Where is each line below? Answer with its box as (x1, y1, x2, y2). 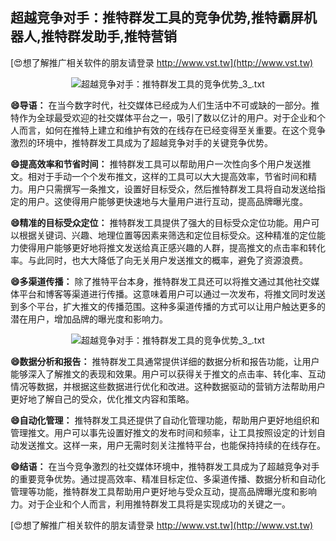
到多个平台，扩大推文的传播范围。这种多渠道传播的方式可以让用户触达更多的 (10, 300, 326, 312)
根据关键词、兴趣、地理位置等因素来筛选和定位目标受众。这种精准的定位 (18, 229, 317, 241)
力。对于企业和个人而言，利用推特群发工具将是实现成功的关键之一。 (10, 498, 291, 510)
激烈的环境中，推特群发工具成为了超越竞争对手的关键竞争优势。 (10, 136, 273, 148)
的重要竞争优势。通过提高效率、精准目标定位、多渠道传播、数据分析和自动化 (10, 473, 326, 485)
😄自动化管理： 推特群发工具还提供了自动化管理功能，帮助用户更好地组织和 (10, 414, 320, 426)
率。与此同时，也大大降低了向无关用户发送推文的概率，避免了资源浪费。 (10, 254, 308, 266)
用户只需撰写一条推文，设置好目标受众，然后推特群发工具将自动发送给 (27, 183, 317, 195)
